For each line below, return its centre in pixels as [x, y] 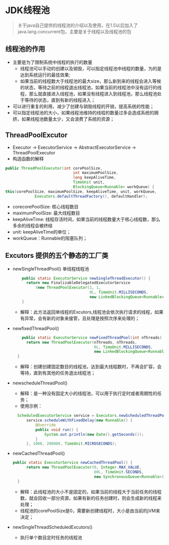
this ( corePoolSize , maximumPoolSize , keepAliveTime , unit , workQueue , [81, 192]
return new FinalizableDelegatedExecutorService [78, 283]
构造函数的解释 [28, 158]
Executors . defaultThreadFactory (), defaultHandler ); [91, 196]
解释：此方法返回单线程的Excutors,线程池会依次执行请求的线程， [87, 312]
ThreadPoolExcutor [37, 135]
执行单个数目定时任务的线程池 [51, 537]
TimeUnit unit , [89, 182]
